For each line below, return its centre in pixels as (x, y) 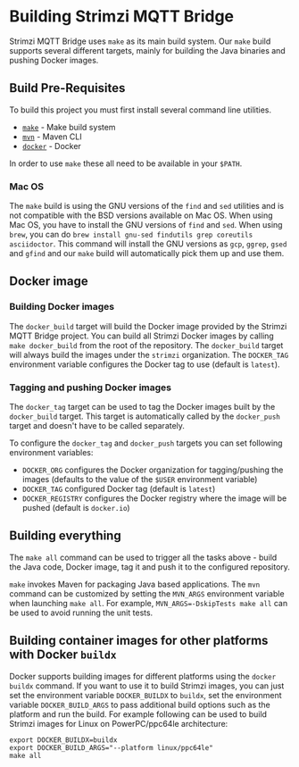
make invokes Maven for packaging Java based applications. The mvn (135, 584)
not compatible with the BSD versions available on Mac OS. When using (141, 215)
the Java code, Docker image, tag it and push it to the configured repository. (149, 567)
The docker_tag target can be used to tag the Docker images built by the (142, 407)
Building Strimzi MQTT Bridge (122, 17)
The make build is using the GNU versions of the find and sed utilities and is (146, 206)
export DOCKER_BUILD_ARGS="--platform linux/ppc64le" (112, 747)
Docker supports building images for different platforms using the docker (143, 676)
